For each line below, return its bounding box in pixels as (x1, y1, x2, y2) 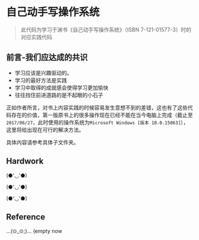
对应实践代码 (20, 33, 52, 40)
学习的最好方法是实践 (14, 76, 67, 83)
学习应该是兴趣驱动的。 (14, 69, 72, 76)
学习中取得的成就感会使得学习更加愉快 (14, 84, 108, 91)
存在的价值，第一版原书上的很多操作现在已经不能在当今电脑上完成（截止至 (11, 111, 193, 118)
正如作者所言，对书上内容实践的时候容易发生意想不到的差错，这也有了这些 (6, 104, 188, 111)
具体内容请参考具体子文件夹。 (6, 138, 79, 145)
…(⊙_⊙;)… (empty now (6, 228, 62, 235)
